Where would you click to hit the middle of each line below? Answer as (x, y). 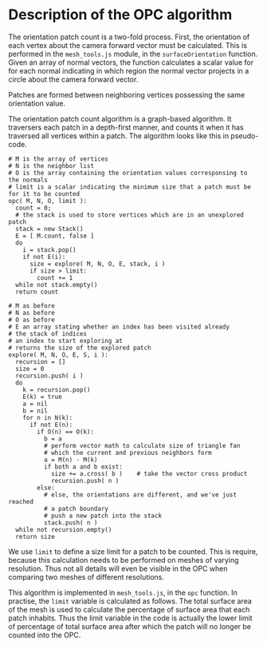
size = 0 (30, 369)
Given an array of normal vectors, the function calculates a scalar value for (131, 62)
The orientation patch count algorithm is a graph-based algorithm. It (120, 118)
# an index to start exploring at (66, 341)
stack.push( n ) (71, 522)
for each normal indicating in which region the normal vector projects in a (129, 70)
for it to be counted (44, 193)
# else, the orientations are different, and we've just (140, 494)
